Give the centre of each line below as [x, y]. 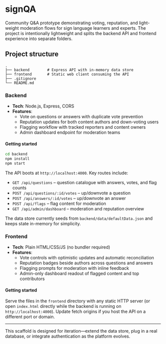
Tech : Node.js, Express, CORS [43, 106]
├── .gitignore [21, 78]
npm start [15, 163]
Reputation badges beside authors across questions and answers [86, 263]
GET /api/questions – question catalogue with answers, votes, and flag [84, 182]
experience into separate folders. [39, 39]
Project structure [32, 54]
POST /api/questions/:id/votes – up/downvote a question [71, 193]
